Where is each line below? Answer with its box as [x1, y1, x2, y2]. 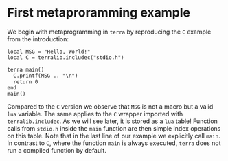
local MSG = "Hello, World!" [7, 48, 91, 55]
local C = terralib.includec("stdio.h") [7, 54, 125, 61]
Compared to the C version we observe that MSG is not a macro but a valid [7, 102, 214, 111]
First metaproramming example [7, 5, 191, 21]
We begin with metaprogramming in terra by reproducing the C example [7, 28, 212, 36]
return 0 [13, 78, 38, 85]
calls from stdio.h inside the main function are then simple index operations [7, 124, 221, 132]
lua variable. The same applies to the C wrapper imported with [7, 109, 183, 118]
